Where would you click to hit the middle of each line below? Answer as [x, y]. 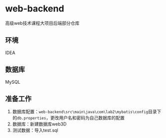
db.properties [31, 118]
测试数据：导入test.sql [35, 131]
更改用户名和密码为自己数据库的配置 [87, 118]
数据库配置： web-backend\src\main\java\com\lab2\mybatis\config [80, 112]
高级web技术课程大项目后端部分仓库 [42, 23]
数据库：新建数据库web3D [39, 124]
